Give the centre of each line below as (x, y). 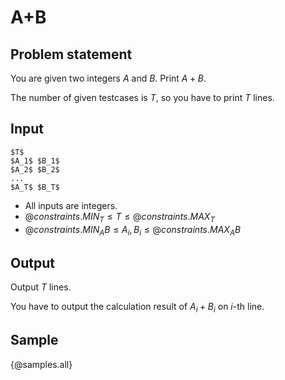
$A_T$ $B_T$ (35, 187)
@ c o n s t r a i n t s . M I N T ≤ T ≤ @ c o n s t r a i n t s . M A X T (119, 217)
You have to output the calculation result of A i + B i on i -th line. (137, 308)
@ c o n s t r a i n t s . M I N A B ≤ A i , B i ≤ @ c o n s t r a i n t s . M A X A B (133, 230)
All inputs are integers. (71, 205)
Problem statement (71, 54)
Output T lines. (41, 287)
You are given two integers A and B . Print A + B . (108, 78)
